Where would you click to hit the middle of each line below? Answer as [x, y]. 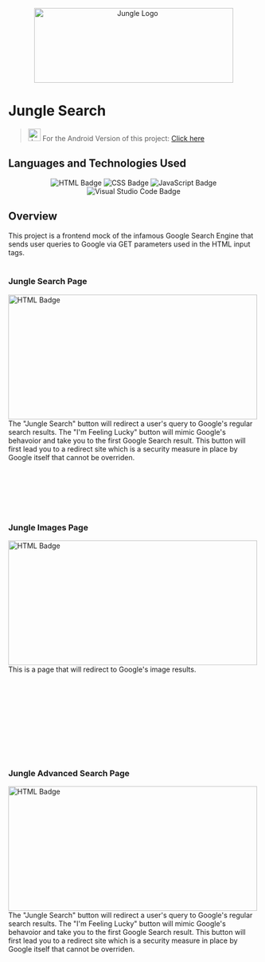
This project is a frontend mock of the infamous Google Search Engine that [131, 235]
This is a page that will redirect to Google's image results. [102, 669]
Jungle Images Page [49, 527]
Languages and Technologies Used [97, 164]
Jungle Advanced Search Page [69, 774]
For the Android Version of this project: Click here [124, 138]
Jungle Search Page [48, 282]
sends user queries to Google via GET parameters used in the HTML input [129, 244]
